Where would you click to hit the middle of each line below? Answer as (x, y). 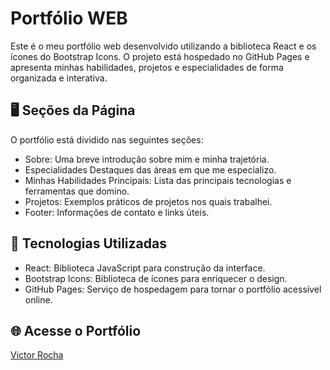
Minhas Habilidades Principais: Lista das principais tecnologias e (158, 180)
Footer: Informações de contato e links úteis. (117, 212)
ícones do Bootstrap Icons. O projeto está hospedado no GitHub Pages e (160, 56)
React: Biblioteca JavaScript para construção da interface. (145, 268)
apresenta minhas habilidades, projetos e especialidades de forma (147, 67)
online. (38, 299)
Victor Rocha (37, 355)
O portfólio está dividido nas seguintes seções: (107, 139)
